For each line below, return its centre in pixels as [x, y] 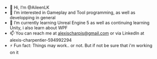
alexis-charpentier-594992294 [40, 40]
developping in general [32, 18]
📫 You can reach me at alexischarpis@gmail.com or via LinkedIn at [77, 33]
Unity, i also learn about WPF [39, 28]
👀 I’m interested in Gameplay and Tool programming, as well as [72, 12]
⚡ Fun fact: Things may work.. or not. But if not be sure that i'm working [81, 45]
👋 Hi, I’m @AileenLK [29, 7]
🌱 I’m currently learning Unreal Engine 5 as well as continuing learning [79, 23]
